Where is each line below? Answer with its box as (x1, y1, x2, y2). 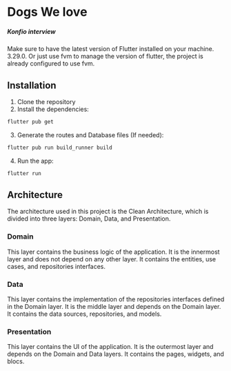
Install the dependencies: (17, 105, 90, 113)
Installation (7, 79, 57, 91)
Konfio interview (7, 27, 57, 35)
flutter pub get (7, 118, 54, 125)
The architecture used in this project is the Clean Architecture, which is (7, 208, 209, 216)
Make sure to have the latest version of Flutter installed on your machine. (7, 45, 214, 53)
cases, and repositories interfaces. (7, 262, 106, 270)
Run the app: (17, 157, 54, 165)
